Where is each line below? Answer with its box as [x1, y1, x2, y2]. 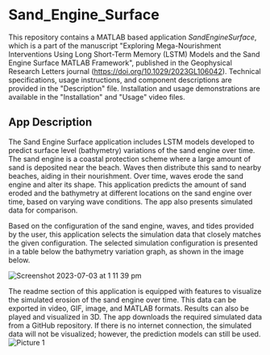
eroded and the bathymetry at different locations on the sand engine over [8, 188, 252, 198]
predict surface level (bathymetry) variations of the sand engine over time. [8, 145, 255, 155]
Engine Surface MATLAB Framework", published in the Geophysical [8, 58, 232, 68]
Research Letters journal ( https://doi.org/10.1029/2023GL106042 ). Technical [8, 66, 261, 76]
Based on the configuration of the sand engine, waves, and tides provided [8, 221, 254, 230]
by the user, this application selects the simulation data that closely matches [8, 229, 262, 239]
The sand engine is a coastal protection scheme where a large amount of [8, 154, 251, 163]
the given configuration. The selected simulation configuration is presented [8, 237, 258, 247]
